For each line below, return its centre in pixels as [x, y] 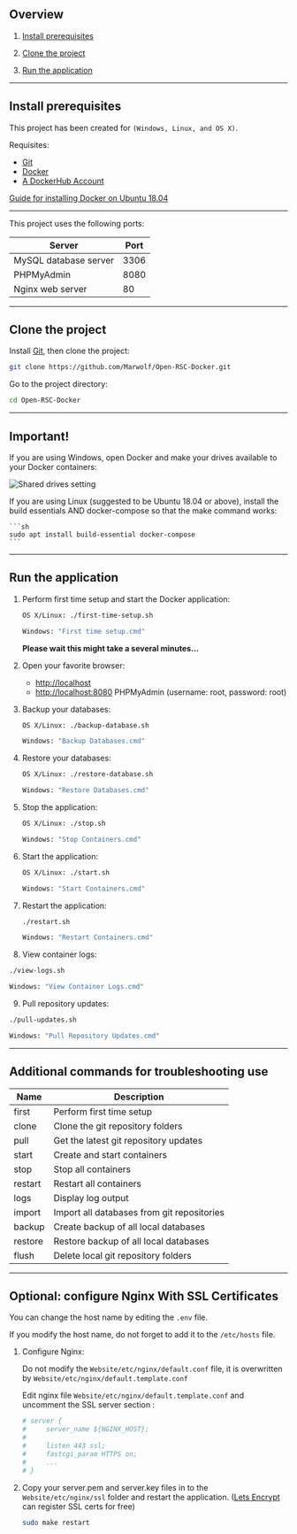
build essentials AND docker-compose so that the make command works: [143, 511]
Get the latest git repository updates [128, 1140]
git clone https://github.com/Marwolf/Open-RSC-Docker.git [120, 367]
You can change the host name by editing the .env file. [109, 1317]
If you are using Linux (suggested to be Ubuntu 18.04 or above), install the [144, 501]
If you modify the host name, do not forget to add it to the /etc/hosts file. [142, 1335]
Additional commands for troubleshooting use [139, 1071]
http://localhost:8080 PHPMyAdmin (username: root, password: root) [161, 692]
